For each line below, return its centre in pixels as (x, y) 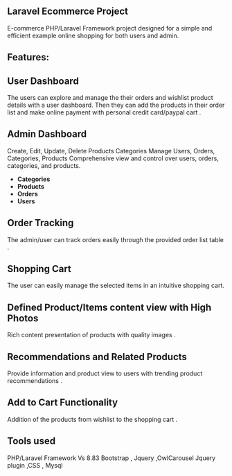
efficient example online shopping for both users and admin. (93, 35)
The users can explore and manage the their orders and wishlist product (110, 98)
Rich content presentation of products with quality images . (91, 335)
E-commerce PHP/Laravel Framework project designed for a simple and (110, 28)
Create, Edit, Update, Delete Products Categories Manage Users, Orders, (111, 151)
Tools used (32, 441)
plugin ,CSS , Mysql (35, 465)
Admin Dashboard (47, 134)
